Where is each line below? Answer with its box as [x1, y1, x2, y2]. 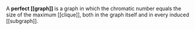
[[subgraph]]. [6, 18, 39, 24]
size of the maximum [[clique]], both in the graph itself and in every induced [6, 11, 189, 18]
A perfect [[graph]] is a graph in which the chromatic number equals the [6, 5, 182, 12]
